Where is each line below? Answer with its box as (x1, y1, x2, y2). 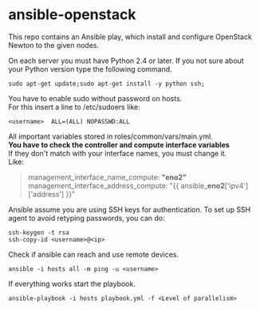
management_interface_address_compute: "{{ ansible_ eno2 (27, 181, 225, 190)
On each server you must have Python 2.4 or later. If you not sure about (8, 56, 245, 65)
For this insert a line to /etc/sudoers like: (8, 102, 141, 112)
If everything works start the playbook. (8, 279, 136, 288)
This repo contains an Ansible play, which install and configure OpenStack (8, 32, 253, 41)
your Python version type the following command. (8, 64, 173, 73)
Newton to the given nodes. (8, 40, 100, 49)
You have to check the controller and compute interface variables (8, 139, 230, 149)
